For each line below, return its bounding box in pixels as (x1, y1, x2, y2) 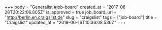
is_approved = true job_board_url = (46, 9, 117, 15)
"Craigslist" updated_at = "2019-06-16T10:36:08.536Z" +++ (4, 19, 127, 25)
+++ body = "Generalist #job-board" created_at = (4, 4, 105, 10)
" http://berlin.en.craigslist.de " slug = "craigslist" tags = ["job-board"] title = (4, 15, 158, 20)
